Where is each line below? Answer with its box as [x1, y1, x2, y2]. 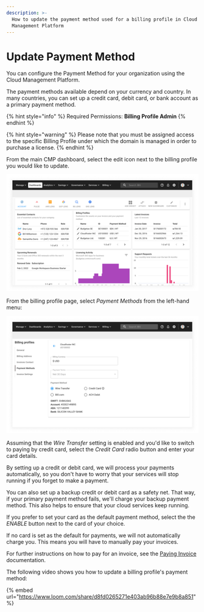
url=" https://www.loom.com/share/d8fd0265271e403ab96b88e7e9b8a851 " [6, 593, 196, 600]
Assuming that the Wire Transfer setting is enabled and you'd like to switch [6, 439, 195, 446]
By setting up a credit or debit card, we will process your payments [6, 463, 175, 471]
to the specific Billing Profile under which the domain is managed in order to [6, 138, 197, 145]
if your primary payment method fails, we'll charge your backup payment [6, 495, 189, 502]
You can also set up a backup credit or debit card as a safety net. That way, [6, 488, 196, 496]
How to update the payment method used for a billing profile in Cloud [12, 16, 198, 23]
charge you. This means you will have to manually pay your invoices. [6, 538, 178, 545]
